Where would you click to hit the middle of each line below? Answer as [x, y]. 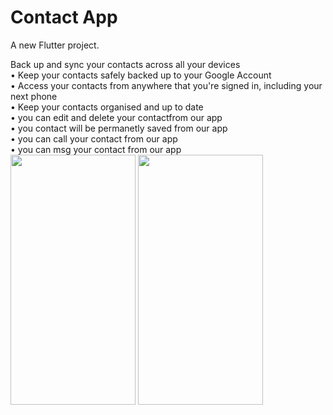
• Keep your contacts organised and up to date [107, 107]
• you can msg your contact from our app [96, 149]
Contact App [64, 17]
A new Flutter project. [55, 45]
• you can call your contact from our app [94, 138]
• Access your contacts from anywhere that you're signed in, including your [166, 85]
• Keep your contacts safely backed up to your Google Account [141, 75]
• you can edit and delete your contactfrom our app [116, 117]
